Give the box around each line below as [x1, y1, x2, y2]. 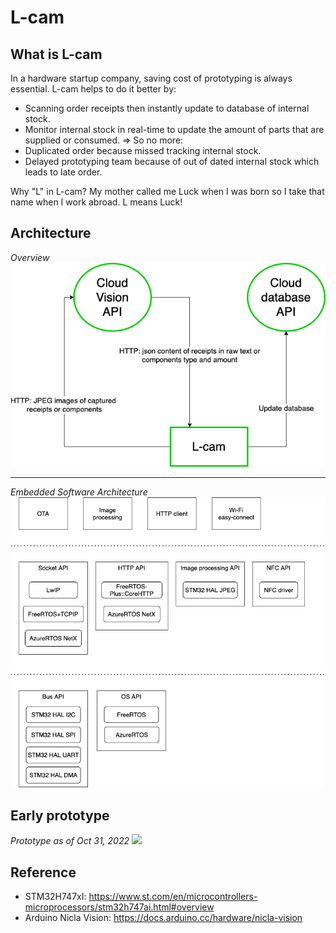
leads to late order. [24, 166, 103, 178]
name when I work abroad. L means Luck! [10, 196, 183, 208]
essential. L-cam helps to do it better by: [10, 83, 177, 95]
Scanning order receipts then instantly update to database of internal [24, 102, 310, 114]
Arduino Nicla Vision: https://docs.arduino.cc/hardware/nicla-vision [24, 911, 303, 923]
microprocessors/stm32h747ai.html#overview [24, 901, 215, 913]
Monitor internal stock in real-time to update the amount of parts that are [24, 124, 325, 135]
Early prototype [10, 807, 110, 824]
